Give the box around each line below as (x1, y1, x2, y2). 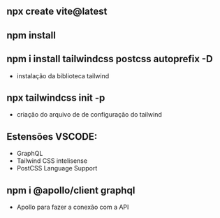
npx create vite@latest (6, 6, 108, 17)
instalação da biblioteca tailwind (16, 71, 110, 80)
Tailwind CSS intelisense (16, 157, 88, 165)
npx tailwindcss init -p (6, 92, 105, 103)
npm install (6, 29, 57, 41)
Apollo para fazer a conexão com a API (16, 203, 129, 212)
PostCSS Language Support (16, 164, 98, 173)
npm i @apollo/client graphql (6, 184, 135, 196)
